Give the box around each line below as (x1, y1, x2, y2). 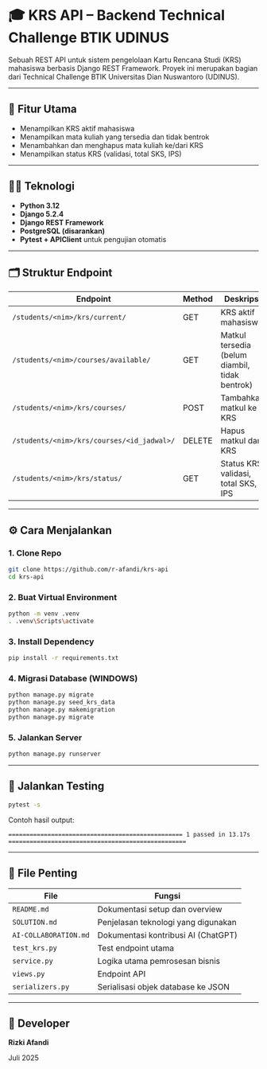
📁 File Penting (8, 867, 78, 880)
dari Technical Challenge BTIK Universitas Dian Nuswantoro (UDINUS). (8, 72, 240, 81)
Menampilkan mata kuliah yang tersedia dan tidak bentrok (19, 132, 210, 142)
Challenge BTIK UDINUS (8, 29, 169, 47)
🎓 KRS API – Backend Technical (8, 6, 225, 25)
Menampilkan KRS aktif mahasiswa (19, 123, 135, 133)
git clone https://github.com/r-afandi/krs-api (8, 566, 169, 574)
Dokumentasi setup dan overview (97, 903, 222, 915)
